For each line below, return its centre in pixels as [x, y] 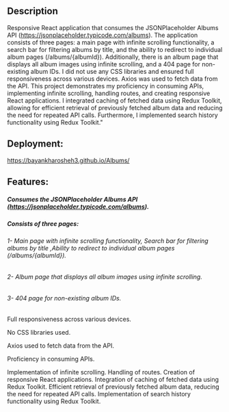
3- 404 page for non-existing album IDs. [64, 298]
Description [32, 11]
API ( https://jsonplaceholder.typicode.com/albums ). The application [103, 35]
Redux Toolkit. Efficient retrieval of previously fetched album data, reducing [113, 387]
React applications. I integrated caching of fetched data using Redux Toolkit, [114, 100]
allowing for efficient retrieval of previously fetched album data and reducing [115, 107]
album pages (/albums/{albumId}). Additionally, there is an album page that [113, 57]
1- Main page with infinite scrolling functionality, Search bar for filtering [108, 241]
